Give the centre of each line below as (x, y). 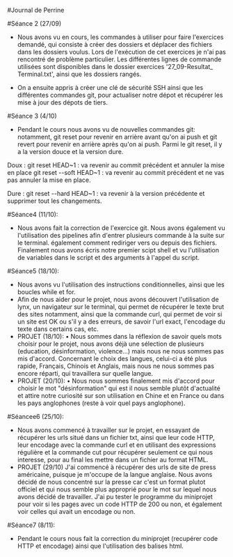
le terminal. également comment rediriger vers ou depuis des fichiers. (117, 243)
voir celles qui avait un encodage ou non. (76, 511)
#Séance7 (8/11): (31, 525)
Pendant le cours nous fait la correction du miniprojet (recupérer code (117, 539)
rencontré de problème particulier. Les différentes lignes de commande (119, 59)
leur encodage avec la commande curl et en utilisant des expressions (116, 445)
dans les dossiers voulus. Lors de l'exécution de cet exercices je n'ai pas (121, 52)
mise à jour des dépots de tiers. (63, 102)
